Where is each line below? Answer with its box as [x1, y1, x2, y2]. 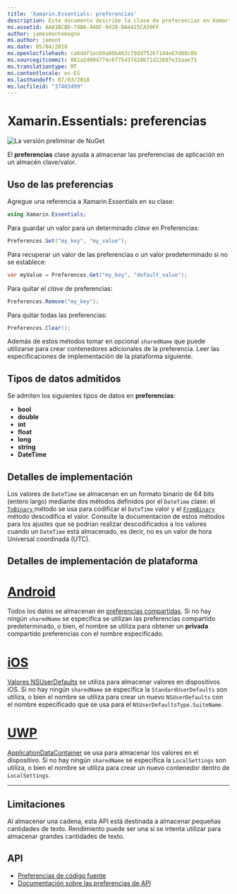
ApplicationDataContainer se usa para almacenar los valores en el [7, 748, 199, 757]
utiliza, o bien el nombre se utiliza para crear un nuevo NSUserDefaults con [7, 693, 224, 701]
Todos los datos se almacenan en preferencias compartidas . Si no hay [7, 607, 212, 616]
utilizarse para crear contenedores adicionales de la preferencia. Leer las [7, 345, 220, 353]
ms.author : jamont [7, 37, 61, 44]
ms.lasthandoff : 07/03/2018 [7, 76, 90, 84]
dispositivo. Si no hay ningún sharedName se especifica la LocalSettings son [7, 756, 227, 764]
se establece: [7, 258, 47, 266]
